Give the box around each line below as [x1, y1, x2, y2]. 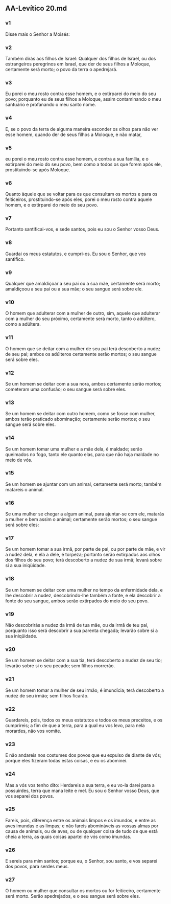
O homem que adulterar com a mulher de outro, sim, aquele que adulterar [5, 310, 161, 317]
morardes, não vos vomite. [5, 728, 61, 734]
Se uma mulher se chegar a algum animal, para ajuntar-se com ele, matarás [5, 511, 164, 517]
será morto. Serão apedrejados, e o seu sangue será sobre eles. [5, 893, 140, 899]
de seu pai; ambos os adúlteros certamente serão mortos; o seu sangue [5, 351, 157, 357]
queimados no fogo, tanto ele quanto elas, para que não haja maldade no [5, 451, 159, 457]
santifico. [5, 256, 25, 262]
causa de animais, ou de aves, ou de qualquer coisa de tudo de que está [5, 828, 158, 834]
